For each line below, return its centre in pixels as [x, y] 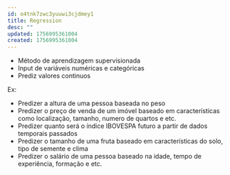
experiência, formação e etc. [60, 164]
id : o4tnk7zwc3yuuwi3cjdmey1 [51, 14]
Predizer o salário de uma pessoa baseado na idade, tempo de [109, 157]
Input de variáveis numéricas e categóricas [81, 68]
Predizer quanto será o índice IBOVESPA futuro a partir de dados [113, 126]
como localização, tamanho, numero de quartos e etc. [97, 119]
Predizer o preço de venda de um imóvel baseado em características [119, 111]
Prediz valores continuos [54, 76]
